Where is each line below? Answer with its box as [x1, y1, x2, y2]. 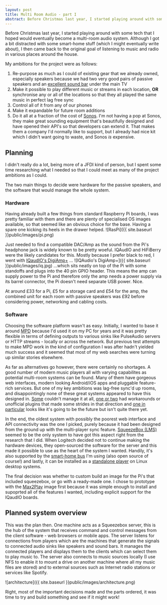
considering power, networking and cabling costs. [5, 299, 108, 305]
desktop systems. [5, 463, 42, 469]
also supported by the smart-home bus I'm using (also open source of [5, 453, 149, 459]
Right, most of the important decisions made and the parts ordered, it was [5, 589, 157, 595]
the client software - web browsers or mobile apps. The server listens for [5, 532, 155, 538]
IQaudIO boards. [5, 494, 39, 500]
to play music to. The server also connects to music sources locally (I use [5, 553, 156, 560]
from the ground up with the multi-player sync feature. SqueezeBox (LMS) [5, 426, 158, 432]
